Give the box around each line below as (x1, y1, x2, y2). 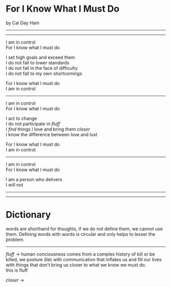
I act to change (6, 115, 38, 121)
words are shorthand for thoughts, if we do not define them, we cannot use (6, 226, 163, 232)
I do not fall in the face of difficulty (6, 65, 78, 71)
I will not (6, 182, 23, 188)
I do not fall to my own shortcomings (6, 70, 83, 76)
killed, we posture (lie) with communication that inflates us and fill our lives (6, 256, 162, 262)
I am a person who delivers (6, 176, 62, 182)
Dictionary (6, 209, 51, 221)
